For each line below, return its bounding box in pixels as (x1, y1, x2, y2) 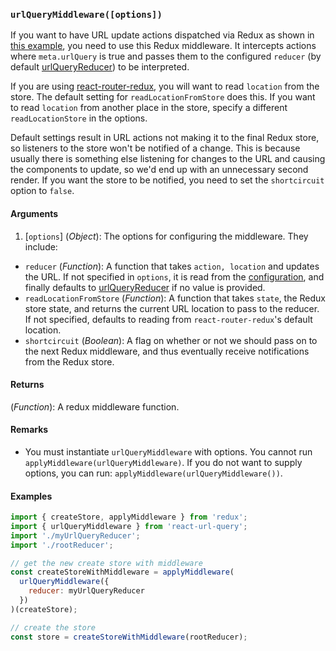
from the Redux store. (24, 355, 115, 368)
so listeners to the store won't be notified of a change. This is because (10, 142, 301, 154)
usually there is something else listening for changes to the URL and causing (10, 153, 326, 165)
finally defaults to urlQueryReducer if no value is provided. (24, 281, 266, 293)
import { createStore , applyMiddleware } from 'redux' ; (10, 512, 248, 523)
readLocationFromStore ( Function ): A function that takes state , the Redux (24, 292, 327, 304)
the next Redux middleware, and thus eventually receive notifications (24, 345, 310, 357)
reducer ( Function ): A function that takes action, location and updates (24, 260, 320, 272)
